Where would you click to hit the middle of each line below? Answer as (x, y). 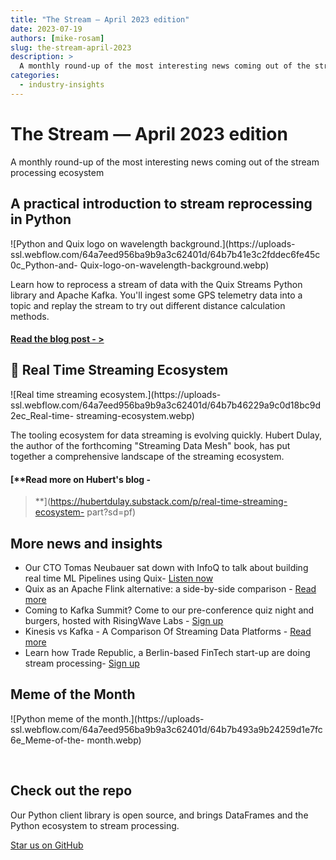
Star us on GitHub (47, 845)
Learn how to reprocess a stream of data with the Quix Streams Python (156, 284)
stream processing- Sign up (82, 663)
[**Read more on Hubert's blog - (81, 479)
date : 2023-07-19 (46, 29)
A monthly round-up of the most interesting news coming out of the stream (165, 162)
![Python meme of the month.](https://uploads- (107, 718)
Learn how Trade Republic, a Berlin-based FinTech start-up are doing (167, 652)
